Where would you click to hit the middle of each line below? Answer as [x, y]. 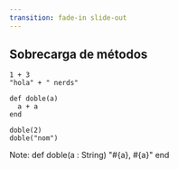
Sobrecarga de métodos [79, 55]
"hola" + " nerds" [44, 83]
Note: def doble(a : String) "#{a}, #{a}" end [89, 155]
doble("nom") [34, 138]
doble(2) [26, 131]
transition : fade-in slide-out [68, 18]
